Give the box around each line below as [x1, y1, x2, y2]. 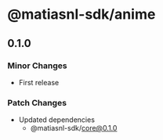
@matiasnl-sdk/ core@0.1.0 [30, 124, 118, 133]
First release [18, 77, 60, 87]
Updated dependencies [18, 115, 96, 124]
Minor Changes [7, 60, 67, 71]
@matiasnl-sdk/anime [7, 5, 156, 23]
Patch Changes [7, 97, 67, 108]
